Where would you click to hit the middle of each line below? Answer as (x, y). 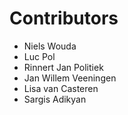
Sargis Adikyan (55, 99)
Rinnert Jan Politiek (63, 67)
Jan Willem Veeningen (70, 78)
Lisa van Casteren (61, 88)
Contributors (64, 18)
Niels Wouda (50, 46)
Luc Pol (39, 56)
